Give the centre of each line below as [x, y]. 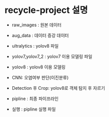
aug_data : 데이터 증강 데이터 [40, 35]
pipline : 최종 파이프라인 [35, 98]
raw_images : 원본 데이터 [37, 25]
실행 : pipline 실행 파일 [34, 109]
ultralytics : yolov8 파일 [35, 46]
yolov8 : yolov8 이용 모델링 [39, 67]
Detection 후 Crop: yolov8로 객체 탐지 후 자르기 [58, 88]
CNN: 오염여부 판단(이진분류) [40, 77]
